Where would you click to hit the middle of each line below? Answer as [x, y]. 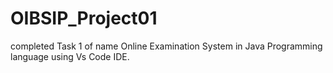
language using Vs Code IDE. [70, 56]
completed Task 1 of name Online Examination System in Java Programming [166, 46]
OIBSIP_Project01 [84, 18]
